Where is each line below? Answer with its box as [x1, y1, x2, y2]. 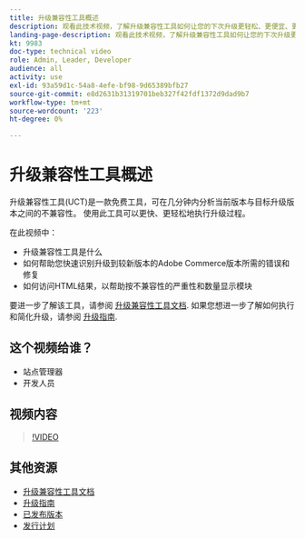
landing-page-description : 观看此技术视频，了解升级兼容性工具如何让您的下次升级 [9, 30, 291, 39]
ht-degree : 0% [9, 115, 64, 124]
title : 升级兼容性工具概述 [9, 13, 100, 23]
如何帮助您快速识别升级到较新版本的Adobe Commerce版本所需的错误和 [22, 258, 290, 269]
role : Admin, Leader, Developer [9, 55, 132, 65]
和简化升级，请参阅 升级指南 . [9, 311, 118, 323]
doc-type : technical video [9, 47, 112, 56]
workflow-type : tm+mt [9, 97, 92, 107]
